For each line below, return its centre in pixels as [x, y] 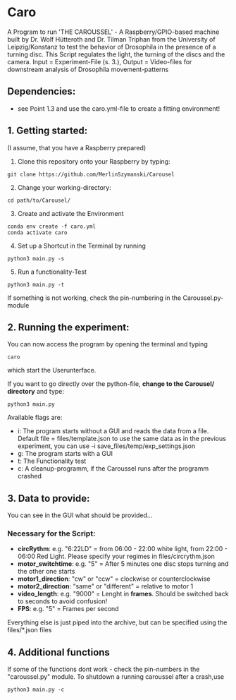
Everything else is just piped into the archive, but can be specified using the [117, 622]
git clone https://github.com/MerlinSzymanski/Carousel [91, 174]
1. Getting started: [48, 131]
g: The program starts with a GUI [65, 454]
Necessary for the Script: [51, 533]
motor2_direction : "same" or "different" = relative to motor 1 [105, 586]
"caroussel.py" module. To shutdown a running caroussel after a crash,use [116, 677]
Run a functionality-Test [52, 272]
